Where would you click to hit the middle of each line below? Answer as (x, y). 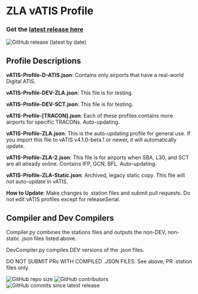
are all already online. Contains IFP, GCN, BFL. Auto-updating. (81, 164)
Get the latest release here (45, 30)
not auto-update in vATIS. (37, 182)
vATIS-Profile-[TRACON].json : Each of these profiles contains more (90, 116)
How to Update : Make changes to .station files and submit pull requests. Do (98, 193)
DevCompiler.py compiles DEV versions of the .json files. (75, 250)
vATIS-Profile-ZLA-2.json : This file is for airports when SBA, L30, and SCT (98, 157)
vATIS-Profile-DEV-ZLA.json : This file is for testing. (69, 93)
